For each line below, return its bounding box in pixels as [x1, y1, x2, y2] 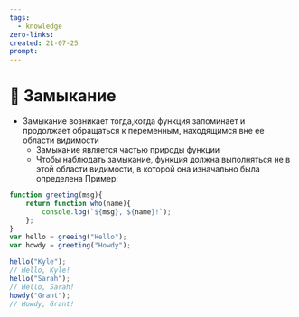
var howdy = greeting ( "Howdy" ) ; [9, 241, 131, 250]
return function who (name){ [25, 199, 131, 208]
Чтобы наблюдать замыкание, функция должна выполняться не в [35, 154, 291, 165]
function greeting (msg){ [9, 191, 103, 200]
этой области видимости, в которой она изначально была [35, 163, 260, 174]
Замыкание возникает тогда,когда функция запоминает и [22, 116, 246, 126]
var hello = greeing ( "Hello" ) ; [9, 232, 127, 242]
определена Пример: [35, 173, 119, 184]
